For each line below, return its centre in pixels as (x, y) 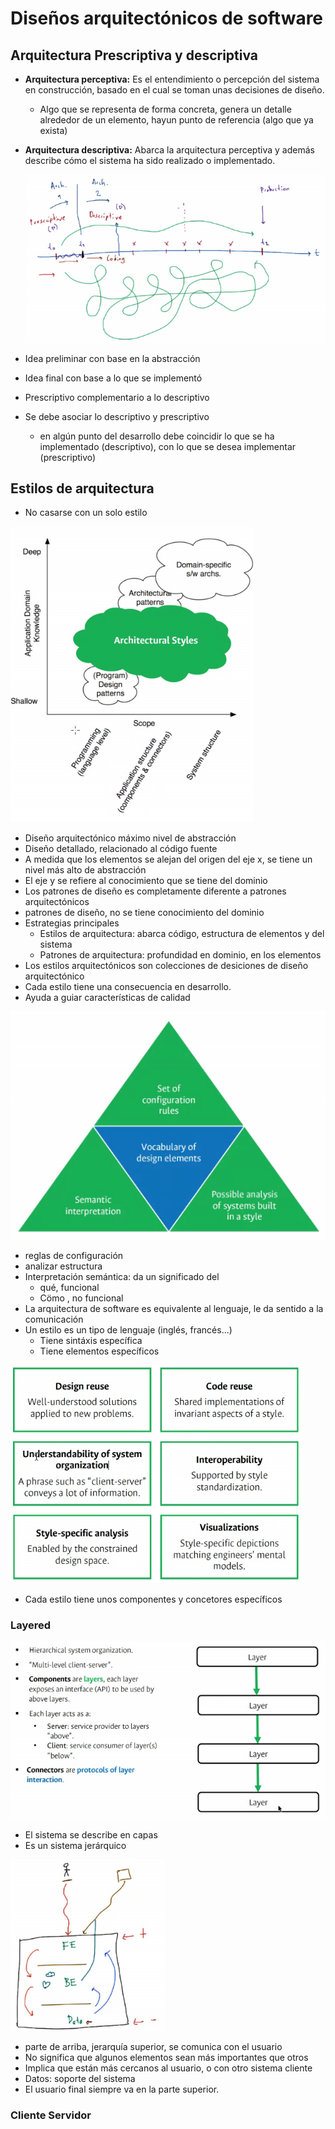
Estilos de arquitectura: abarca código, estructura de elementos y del (182, 934)
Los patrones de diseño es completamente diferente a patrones (155, 891)
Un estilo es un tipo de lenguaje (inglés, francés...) (128, 1329)
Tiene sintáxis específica (91, 1340)
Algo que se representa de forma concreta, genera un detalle (165, 109)
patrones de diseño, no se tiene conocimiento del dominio (144, 913)
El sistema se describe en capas (91, 1834)
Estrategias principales (72, 923)
